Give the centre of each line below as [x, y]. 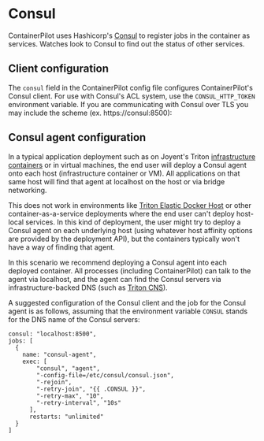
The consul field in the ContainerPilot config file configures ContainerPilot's [131, 87]
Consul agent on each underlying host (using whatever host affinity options [130, 230]
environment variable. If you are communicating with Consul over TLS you [128, 104]
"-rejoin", [54, 382]
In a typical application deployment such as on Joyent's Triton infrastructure [132, 156]
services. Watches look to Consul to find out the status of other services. [126, 43]
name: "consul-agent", [59, 354]
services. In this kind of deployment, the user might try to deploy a [133, 222]
